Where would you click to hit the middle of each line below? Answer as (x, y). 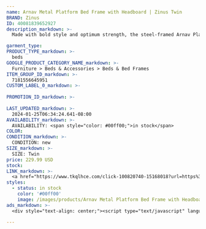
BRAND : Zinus (23, 18)
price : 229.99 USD (30, 160)
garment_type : (25, 46)
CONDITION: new (31, 143)
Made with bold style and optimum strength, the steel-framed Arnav (101, 35)
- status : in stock (37, 188)
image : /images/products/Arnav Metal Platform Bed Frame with (98, 200)
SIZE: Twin (26, 154)
